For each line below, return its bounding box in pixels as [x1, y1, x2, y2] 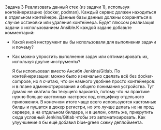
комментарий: [5, 30, 35, 35]
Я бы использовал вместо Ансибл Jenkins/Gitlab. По [12, 68, 120, 74]
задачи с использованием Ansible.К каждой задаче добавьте [5, 25, 132, 30]
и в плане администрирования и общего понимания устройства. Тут [12, 84, 154, 89]
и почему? [12, 44, 34, 50]
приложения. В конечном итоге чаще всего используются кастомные [12, 99, 157, 104]
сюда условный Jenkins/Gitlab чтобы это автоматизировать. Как [12, 115, 146, 120]
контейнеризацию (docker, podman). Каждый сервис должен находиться [5, 9, 156, 15]
